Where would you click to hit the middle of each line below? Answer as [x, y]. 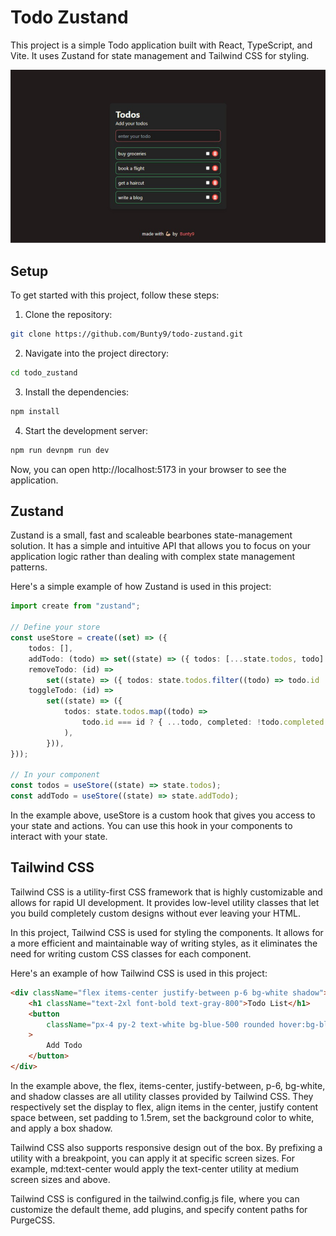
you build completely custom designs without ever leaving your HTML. [156, 913]
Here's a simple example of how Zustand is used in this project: [141, 587]
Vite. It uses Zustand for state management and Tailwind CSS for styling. [160, 55]
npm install [35, 411]
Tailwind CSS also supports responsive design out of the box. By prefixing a [166, 1147]
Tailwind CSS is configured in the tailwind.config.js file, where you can [155, 1198]
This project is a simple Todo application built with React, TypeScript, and [161, 45]
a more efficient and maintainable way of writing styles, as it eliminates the [164, 943]
